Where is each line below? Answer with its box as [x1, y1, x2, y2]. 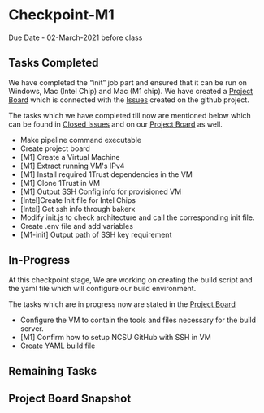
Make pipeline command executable [19, 135, 142, 144]
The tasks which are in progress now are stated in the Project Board [8, 299, 236, 309]
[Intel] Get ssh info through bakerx [19, 204, 136, 213]
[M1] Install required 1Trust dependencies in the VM [19, 169, 193, 179]
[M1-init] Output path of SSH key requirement [19, 230, 172, 239]
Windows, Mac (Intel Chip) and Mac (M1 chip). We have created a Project [8, 86, 253, 96]
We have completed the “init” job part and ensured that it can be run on [8, 77, 248, 87]
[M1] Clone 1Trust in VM [19, 178, 100, 187]
